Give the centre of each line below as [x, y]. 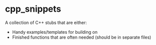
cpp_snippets [33, 9]
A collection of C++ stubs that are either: [46, 22]
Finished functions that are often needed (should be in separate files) [82, 37]
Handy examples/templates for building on [55, 32]
